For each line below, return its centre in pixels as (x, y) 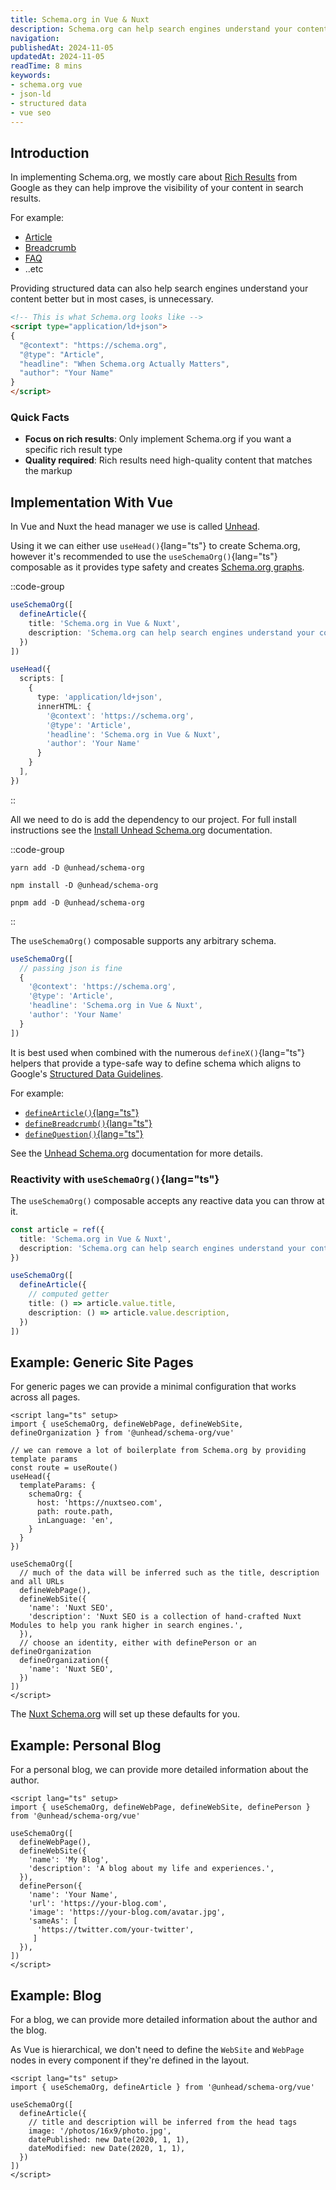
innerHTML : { (64, 706)
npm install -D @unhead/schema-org (84, 885)
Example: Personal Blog (86, 1745)
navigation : (35, 38)
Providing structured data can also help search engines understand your (159, 288)
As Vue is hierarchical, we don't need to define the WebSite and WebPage (157, 2050)
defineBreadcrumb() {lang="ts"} (88, 1123)
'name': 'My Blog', (69, 1860)
